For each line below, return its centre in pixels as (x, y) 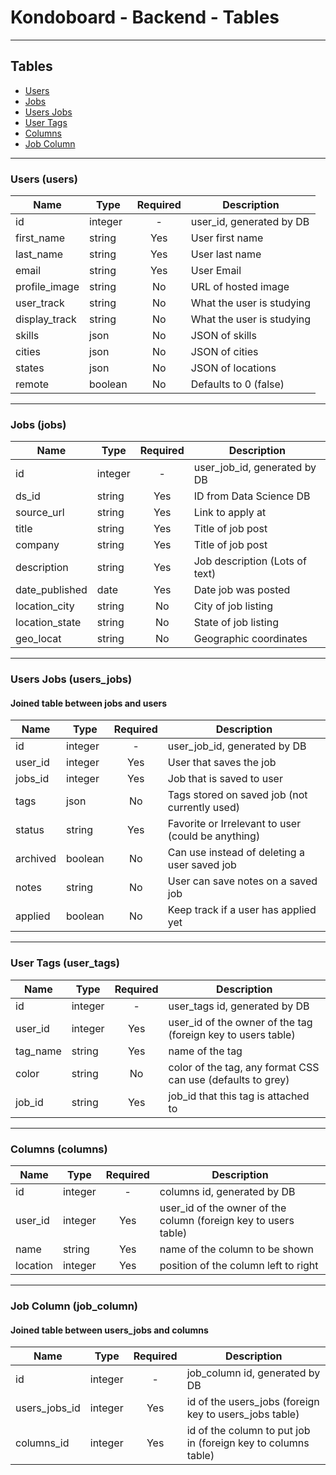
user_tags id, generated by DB (239, 1006)
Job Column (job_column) (74, 1306)
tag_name (38, 1051)
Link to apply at (230, 513)
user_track (40, 303)
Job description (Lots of (250, 561)
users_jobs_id (48, 1408)
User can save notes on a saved (242, 881)
